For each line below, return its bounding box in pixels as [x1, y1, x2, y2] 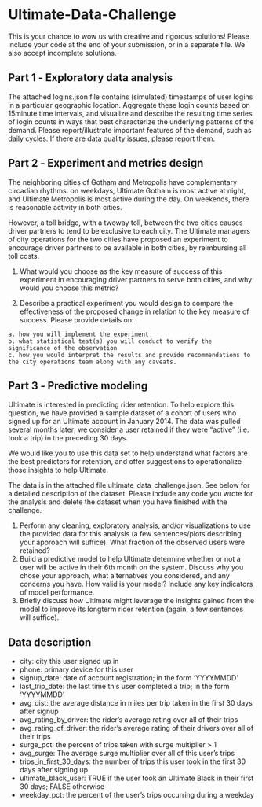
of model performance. [19, 588, 95, 597]
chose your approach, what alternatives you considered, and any [19, 571, 230, 580]
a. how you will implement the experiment [8, 330, 149, 338]
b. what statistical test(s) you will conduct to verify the [8, 337, 213, 345]
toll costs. [8, 251, 40, 260]
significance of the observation [8, 344, 118, 352]
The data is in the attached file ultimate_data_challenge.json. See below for [8, 481, 250, 490]
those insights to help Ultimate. [8, 466, 108, 475]
